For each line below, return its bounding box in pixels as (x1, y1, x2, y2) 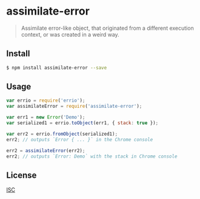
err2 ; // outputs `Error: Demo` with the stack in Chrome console (6, 153, 178, 159)
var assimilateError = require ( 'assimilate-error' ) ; (6, 103, 142, 110)
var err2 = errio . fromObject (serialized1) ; (6, 131, 118, 137)
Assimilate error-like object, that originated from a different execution (21, 24, 194, 32)
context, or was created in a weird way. (21, 30, 119, 38)
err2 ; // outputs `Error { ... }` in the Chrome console (6, 136, 153, 142)
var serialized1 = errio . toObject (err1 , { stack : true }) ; (6, 120, 159, 126)
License (6, 170, 37, 180)
